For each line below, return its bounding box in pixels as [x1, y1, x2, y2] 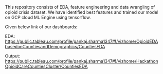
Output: [5, 53, 20, 59]
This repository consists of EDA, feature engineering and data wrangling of [5, 4, 155, 10]
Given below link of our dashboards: [5, 24, 78, 30]
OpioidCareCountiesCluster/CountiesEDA [5, 63, 88, 69]
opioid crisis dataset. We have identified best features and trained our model [5, 9, 159, 15]
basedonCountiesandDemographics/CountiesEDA [5, 44, 106, 49]
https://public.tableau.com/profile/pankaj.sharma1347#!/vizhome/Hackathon [5, 58, 158, 64]
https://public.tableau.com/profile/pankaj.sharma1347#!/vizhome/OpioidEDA [5, 38, 158, 44]
